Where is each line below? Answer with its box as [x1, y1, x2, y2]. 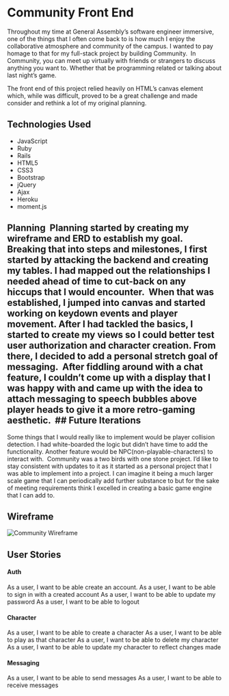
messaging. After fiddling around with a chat [7, 361, 204, 373]
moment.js [16, 202, 47, 210]
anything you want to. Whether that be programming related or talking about [7, 64, 222, 72]
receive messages [7, 681, 59, 689]
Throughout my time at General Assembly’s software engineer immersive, [7, 27, 214, 36]
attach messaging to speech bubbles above [7, 394, 197, 405]
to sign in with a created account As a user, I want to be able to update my [7, 590, 216, 598]
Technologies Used [7, 118, 91, 131]
